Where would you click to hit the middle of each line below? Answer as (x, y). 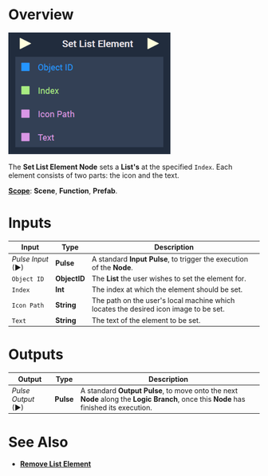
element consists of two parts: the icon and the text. (94, 175)
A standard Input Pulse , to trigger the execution (170, 259)
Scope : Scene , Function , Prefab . (63, 191)
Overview (41, 15)
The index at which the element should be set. (167, 289)
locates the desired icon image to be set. (158, 309)
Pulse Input (30, 259)
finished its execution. (116, 407)
